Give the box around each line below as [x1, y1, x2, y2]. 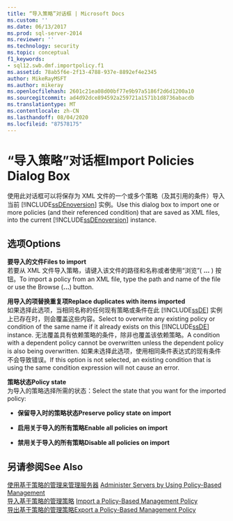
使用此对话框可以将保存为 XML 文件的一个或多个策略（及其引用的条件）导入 [7, 192, 225, 200]
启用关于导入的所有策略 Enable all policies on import [17, 423, 168, 432]
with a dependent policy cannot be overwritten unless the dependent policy [7, 339, 224, 347]
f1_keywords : [7, 56, 45, 63]
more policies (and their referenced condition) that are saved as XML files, [7, 209, 220, 217]
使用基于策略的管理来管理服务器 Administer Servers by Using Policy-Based [7, 481, 222, 489]
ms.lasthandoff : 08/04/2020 [7, 114, 89, 121]
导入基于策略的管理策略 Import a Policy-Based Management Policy [7, 497, 198, 506]
